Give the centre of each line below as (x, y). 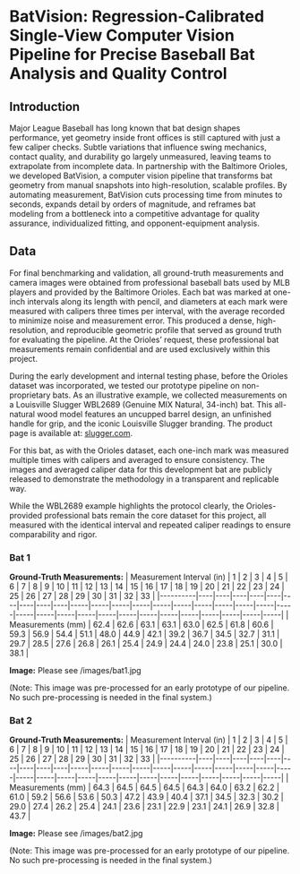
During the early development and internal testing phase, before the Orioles (149, 376)
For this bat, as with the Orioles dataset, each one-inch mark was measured (149, 450)
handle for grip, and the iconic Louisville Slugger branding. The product (141, 424)
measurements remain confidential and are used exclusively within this (140, 349)
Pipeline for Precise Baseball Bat (132, 55)
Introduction (45, 106)
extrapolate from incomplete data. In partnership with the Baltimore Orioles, (149, 166)
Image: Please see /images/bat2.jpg (76, 834)
